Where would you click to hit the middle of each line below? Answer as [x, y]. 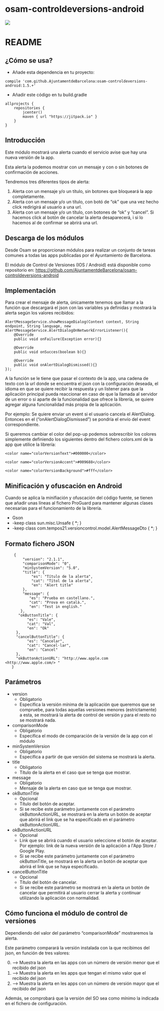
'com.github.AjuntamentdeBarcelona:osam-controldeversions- [85, 81]
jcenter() [33, 112]
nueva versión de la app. [30, 157]
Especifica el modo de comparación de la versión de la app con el [86, 736]
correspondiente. [23, 425]
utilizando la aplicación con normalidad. [59, 898]
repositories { [29, 108]
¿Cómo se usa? [29, 60]
